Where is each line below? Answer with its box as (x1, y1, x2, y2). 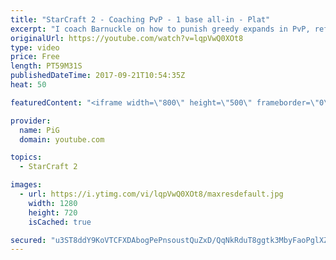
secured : (10, 235, 47, 245)
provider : (10, 116, 52, 126)
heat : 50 (10, 80, 47, 90)
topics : (10, 152, 43, 163)
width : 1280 (28, 198, 78, 208)
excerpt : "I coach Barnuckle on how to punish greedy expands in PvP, (10, 24, 311, 34)
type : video (10, 42, 60, 53)
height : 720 (28, 207, 78, 218)
